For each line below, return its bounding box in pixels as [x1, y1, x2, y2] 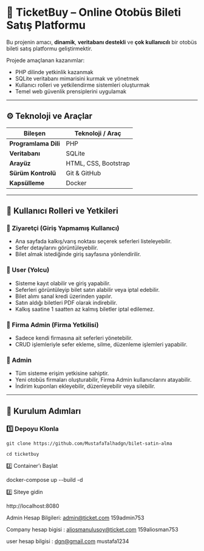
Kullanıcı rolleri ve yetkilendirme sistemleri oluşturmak [15, 81, 150, 89]
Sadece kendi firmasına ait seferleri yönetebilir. [15, 334, 133, 342]
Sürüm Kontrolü [9, 169, 56, 177]
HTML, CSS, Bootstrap [66, 159, 131, 167]
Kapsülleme [9, 178, 45, 187]
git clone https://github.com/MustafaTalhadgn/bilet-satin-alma [6, 441, 172, 447]
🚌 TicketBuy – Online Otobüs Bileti [6, 5, 181, 19]
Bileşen [23, 129, 46, 137]
